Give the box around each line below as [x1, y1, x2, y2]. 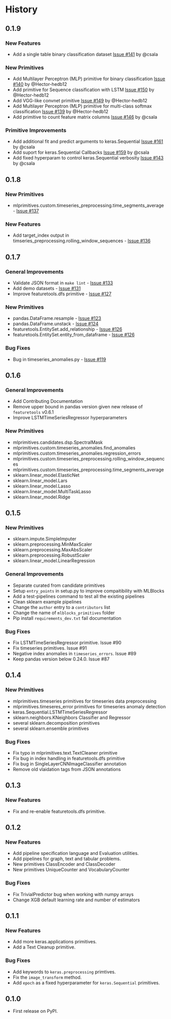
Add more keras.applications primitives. [12, 939, 97, 945]
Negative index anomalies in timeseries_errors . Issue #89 [12, 651, 137, 656]
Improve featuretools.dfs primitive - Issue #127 [12, 291, 112, 297]
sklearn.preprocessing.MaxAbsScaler [12, 547, 92, 553]
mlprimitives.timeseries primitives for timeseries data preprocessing [12, 698, 157, 704]
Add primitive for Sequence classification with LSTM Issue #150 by [12, 86, 155, 93]
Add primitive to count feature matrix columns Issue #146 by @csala [12, 114, 158, 120]
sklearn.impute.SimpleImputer [12, 536, 77, 542]
